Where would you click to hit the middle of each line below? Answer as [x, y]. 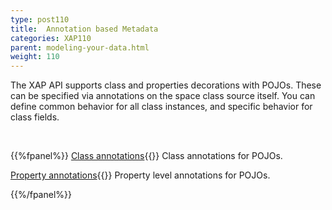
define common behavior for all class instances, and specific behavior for [161, 107]
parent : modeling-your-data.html [80, 47]
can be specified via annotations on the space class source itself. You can [163, 96]
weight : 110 [35, 57]
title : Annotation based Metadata [84, 29]
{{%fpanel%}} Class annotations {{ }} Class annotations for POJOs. [146, 156]
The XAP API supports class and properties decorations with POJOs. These [166, 85]
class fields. [35, 117]
